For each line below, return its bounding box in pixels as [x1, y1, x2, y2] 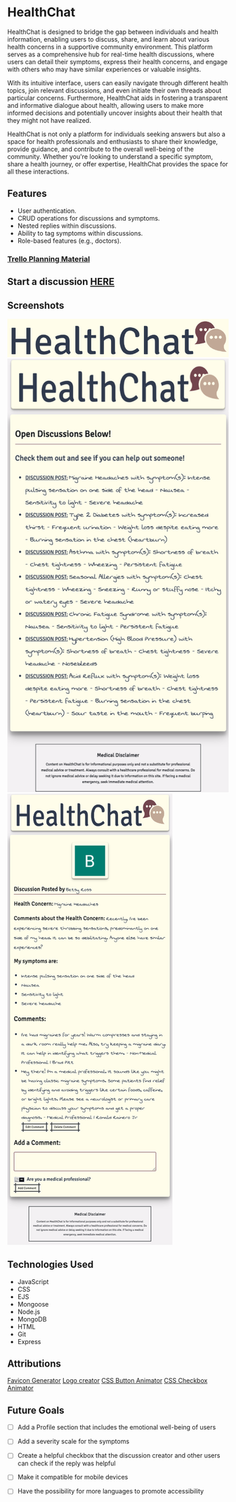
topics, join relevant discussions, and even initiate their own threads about [7, 86, 222, 94]
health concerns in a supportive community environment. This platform [7, 42, 213, 51]
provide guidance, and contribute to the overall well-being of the [7, 145, 195, 153]
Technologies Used [7, 1259, 93, 1271]
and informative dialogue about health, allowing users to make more [7, 101, 204, 109]
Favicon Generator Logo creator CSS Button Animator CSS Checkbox [7, 1376, 208, 1385]
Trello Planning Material [7, 254, 90, 264]
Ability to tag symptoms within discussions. [17, 228, 143, 237]
